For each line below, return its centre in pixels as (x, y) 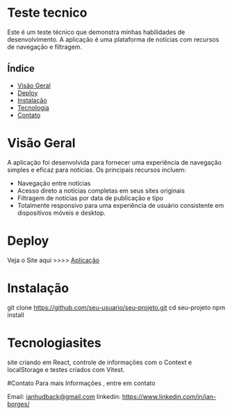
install (16, 315)
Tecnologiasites (55, 343)
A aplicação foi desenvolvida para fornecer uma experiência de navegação (115, 162)
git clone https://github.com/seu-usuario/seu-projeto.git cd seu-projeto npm (116, 307)
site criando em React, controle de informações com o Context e (100, 362)
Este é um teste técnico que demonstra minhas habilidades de (96, 32)
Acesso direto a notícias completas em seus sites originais (101, 190)
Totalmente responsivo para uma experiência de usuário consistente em (121, 205)
